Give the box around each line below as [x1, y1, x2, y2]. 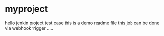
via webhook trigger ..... [5, 25, 53, 31]
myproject [5, 3, 48, 15]
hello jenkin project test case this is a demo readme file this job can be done [5, 20, 160, 26]
